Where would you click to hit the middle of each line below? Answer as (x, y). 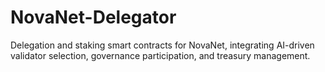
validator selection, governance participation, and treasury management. (160, 55)
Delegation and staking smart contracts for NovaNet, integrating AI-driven (162, 45)
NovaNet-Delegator (93, 17)
